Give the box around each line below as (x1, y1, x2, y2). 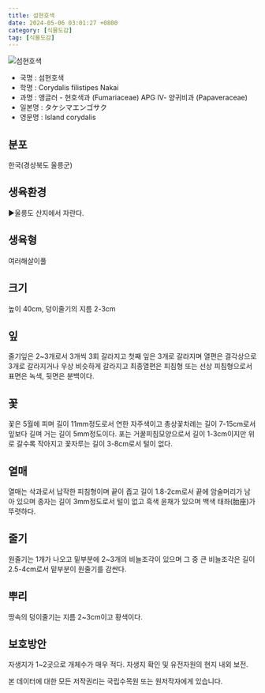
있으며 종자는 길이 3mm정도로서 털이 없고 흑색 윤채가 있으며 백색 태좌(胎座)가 (16, 496, 256, 506)
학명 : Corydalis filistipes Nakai (19, 83, 119, 92)
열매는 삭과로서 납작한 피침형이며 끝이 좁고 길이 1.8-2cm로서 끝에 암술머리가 (8, 487, 243, 496)
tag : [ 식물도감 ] (8, 33, 55, 42)
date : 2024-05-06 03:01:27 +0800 (8, 19, 118, 27)
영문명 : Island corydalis (19, 112, 96, 122)
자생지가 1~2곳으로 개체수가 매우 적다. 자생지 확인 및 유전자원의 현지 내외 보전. (8, 660, 248, 669)
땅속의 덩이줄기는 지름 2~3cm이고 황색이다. (8, 612, 144, 621)
